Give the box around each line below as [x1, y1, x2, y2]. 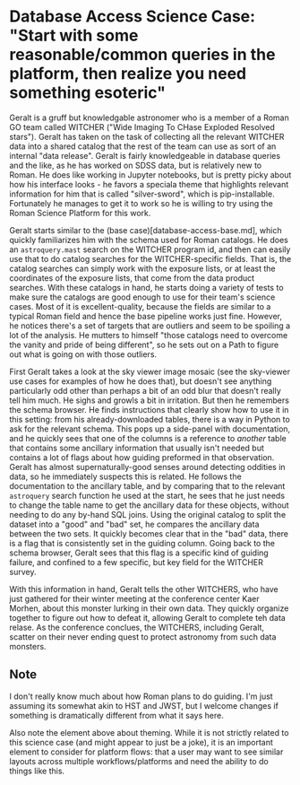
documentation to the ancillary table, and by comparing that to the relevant [9, 480, 286, 491]
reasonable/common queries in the [9, 45, 276, 65]
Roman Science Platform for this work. [9, 207, 151, 218]
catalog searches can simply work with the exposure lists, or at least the [9, 263, 276, 274]
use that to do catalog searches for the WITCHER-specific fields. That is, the [9, 253, 292, 264]
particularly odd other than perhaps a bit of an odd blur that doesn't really [9, 385, 282, 396]
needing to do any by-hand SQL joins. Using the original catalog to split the [9, 509, 287, 519]
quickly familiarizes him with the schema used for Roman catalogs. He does [9, 234, 288, 245]
